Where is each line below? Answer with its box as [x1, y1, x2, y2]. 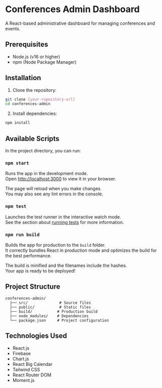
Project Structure [5, 283, 60, 291]
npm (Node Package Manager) [12, 59, 77, 65]
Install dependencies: [12, 110, 57, 117]
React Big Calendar [12, 361, 53, 367]
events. [5, 25, 21, 31]
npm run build [5, 232, 40, 238]
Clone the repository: [12, 87, 57, 93]
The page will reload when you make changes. [5, 186, 102, 192]
